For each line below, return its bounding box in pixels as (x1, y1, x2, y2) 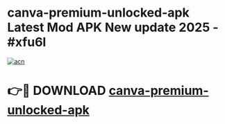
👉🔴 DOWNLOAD (7, 83, 106, 98)
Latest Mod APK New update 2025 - (7, 19, 219, 35)
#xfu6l (7, 35, 47, 50)
